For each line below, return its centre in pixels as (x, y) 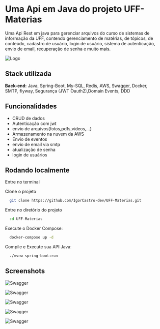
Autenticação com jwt (34, 123)
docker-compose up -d (32, 238)
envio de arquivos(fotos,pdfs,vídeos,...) (52, 128)
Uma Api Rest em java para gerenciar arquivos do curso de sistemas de (77, 33)
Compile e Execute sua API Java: (39, 247)
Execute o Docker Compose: (34, 228)
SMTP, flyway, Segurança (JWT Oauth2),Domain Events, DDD (68, 91)
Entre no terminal (23, 182)
